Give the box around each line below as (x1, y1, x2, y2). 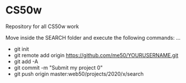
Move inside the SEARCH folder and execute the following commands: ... (5, 34, 181, 41)
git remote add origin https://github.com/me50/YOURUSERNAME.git (13, 51, 179, 58)
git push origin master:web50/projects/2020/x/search (13, 70, 144, 77)
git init (13, 45, 29, 53)
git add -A (13, 58, 39, 65)
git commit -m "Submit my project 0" (13, 64, 103, 71)
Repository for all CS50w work (5, 23, 80, 30)
